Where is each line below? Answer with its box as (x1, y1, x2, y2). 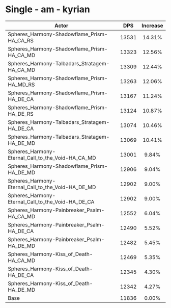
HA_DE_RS (8, 110, 34, 117)
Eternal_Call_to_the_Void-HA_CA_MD (8, 154, 96, 161)
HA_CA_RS (8, 37, 34, 44)
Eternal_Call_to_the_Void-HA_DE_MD (8, 184, 96, 191)
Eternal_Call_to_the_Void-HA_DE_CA (8, 198, 95, 205)
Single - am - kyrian (5, 4, 90, 15)
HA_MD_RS (8, 81, 35, 88)
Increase (141, 22, 163, 29)
